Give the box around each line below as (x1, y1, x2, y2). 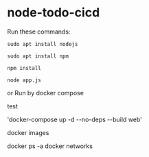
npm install (7, 64, 41, 71)
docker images (7, 128, 49, 136)
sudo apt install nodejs (7, 40, 78, 47)
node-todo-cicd (7, 5, 100, 21)
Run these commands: (7, 27, 71, 36)
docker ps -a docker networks (7, 142, 93, 150)
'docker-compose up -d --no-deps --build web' (7, 115, 143, 123)
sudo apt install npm (7, 53, 69, 60)
